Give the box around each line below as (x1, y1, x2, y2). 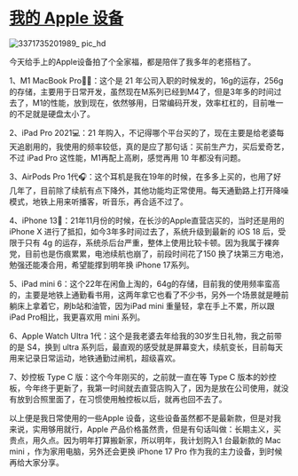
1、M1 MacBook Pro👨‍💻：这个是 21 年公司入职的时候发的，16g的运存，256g (9, 75, 284, 85)
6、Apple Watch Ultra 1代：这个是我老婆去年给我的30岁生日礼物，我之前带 (9, 330, 282, 341)
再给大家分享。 (9, 456, 64, 467)
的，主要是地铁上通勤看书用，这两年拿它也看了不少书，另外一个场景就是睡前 (9, 290, 289, 300)
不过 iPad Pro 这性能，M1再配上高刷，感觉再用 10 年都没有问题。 (9, 152, 246, 163)
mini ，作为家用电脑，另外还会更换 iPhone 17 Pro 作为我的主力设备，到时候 (9, 446, 283, 456)
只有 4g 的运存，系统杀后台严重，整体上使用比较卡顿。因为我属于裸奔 (24, 237, 280, 248)
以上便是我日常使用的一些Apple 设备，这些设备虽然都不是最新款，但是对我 (9, 412, 282, 423)
